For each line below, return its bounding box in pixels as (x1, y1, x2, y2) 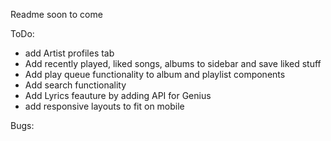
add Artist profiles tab (24, 47, 115, 59)
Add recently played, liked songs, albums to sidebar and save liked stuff (24, 58, 322, 69)
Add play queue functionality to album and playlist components (24, 69, 286, 80)
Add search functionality (24, 79, 127, 91)
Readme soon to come (10, 9, 103, 20)
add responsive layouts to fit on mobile (24, 100, 185, 112)
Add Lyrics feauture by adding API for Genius (24, 90, 212, 101)
